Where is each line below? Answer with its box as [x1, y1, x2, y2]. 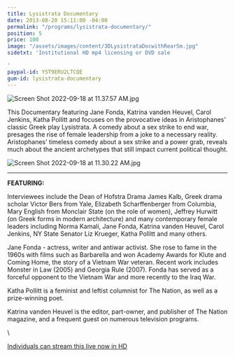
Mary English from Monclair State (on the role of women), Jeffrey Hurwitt [7, 207, 218, 216]
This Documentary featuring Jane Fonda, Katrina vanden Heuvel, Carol [7, 108, 212, 116]
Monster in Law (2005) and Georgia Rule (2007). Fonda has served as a [7, 265, 214, 274]
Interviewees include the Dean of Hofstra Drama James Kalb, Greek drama [7, 192, 222, 200]
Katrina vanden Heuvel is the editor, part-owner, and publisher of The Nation [7, 307, 228, 316]
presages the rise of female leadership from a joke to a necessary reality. [7, 130, 218, 139]
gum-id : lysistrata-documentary [7, 75, 101, 82]
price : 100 [7, 36, 39, 43]
